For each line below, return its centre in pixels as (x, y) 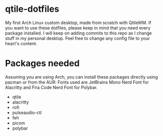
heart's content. (21, 43)
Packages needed (42, 64)
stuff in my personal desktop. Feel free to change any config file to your (78, 38)
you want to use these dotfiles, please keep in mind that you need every (78, 27)
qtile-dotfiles (32, 9)
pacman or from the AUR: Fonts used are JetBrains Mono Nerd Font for (77, 82)
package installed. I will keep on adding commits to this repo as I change (79, 33)
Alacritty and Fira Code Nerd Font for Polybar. (51, 87)
